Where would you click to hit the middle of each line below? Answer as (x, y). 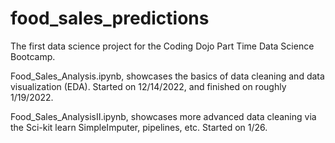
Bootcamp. (33, 56)
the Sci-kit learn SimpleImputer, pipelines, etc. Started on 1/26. (139, 127)
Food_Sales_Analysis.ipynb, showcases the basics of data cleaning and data (167, 76)
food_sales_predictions (110, 18)
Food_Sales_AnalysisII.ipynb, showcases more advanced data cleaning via (163, 116)
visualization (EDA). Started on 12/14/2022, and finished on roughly (148, 86)
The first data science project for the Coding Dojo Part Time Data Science (162, 46)
